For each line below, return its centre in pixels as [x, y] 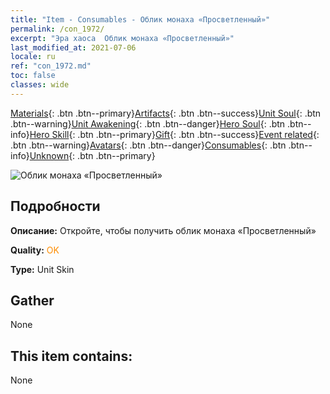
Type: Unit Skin [42, 269]
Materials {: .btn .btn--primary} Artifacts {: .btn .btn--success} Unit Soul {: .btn [166, 113]
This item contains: [71, 356]
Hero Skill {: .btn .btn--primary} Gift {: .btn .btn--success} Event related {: [174, 134]
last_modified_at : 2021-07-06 [73, 47]
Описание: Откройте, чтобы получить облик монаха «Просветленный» [163, 230]
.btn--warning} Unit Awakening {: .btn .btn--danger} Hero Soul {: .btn [148, 123]
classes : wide [40, 85]
